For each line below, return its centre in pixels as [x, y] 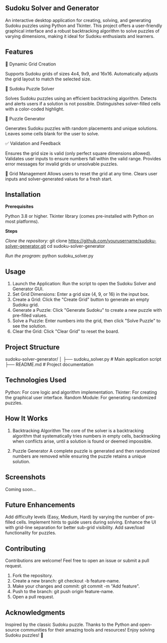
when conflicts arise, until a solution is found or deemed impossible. [82, 441]
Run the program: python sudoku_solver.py [49, 256]
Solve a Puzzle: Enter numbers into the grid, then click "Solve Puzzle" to [86, 321]
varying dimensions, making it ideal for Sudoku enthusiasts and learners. [80, 36]
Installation [23, 195]
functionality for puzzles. [31, 533]
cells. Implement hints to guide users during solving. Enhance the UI [86, 522]
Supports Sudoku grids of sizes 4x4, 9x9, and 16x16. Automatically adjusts [82, 73]
